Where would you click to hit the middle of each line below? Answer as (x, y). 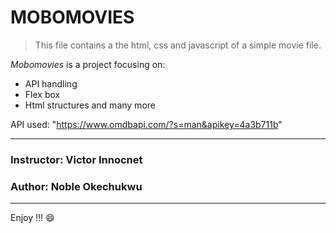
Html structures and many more (90, 105)
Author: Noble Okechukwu (76, 186)
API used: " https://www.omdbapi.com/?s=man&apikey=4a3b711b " (146, 124)
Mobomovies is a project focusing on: (88, 64)
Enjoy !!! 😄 (32, 218)
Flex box (42, 94)
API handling (51, 83)
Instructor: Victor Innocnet (76, 159)
